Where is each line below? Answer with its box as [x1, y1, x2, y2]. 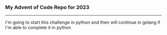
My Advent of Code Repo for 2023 [5, 4, 89, 11]
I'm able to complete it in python [5, 25, 71, 31]
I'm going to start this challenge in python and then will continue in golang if [5, 19, 161, 25]
